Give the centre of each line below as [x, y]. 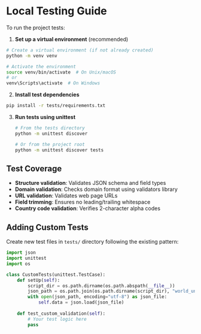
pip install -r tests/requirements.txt [56, 106]
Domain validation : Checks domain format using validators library [96, 189]
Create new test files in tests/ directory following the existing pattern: [92, 242]
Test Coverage [34, 168]
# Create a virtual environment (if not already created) [80, 50]
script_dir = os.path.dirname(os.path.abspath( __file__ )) [101, 286]
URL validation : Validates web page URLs [66, 196]
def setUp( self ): [39, 280]
